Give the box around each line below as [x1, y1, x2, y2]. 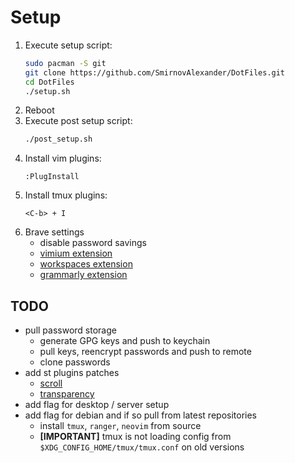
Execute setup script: [24, 39, 113, 51]
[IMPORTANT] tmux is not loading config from [39, 431, 232, 443]
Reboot [24, 104, 55, 116]
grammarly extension [39, 269, 128, 281]
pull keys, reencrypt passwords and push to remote [39, 346, 252, 358]
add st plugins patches [24, 367, 120, 379]
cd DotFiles [24, 77, 75, 87]
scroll [39, 377, 63, 390]
